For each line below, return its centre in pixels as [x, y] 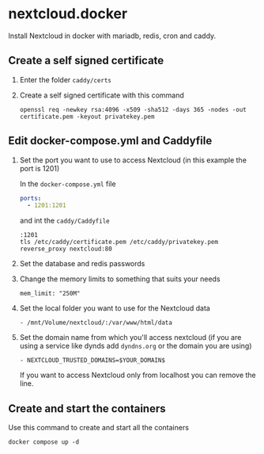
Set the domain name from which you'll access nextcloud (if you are [130, 338]
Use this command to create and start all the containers [99, 428]
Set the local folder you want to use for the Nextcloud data [115, 308]
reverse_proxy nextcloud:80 [66, 249]
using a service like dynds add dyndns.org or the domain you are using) [136, 346]
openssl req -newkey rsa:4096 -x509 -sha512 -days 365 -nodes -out [133, 109]
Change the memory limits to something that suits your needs [120, 279]
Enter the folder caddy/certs [66, 79]
